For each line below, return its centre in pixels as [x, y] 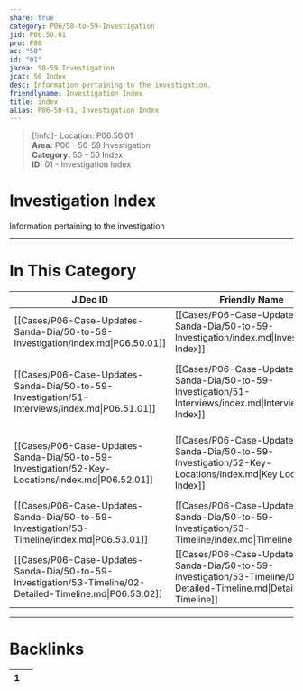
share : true [32, 18]
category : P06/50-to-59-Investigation [82, 26]
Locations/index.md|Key [226, 474]
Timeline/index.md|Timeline [234, 540]
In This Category [73, 271]
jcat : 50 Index [38, 77]
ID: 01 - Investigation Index [81, 164]
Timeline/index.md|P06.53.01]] [81, 540]
